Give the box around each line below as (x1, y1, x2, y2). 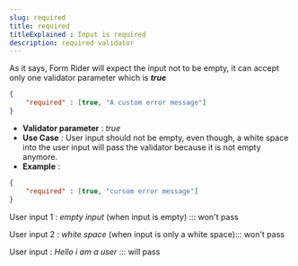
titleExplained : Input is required (9, 30, 146, 39)
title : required (9, 22, 70, 31)
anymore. (22, 151, 58, 162)
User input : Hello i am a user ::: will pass (9, 246, 161, 257)
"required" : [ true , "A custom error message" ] (25, 98, 206, 108)
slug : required (9, 13, 66, 22)
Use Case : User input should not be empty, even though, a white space (22, 132, 289, 143)
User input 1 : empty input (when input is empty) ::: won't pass (9, 211, 240, 222)
